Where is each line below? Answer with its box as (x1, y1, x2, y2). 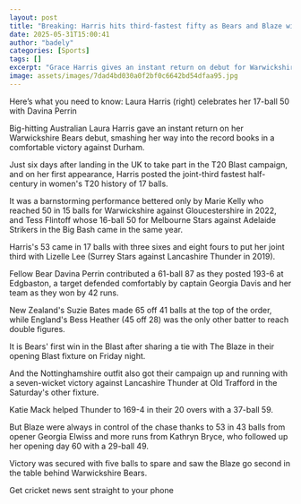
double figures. (9, 323, 65, 334)
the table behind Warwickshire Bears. (9, 467, 148, 478)
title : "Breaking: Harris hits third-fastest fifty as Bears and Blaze (9, 21, 282, 30)
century (9, 178, 39, 189)
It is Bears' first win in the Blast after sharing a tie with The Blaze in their (9, 341, 275, 352)
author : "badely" (9, 38, 74, 47)
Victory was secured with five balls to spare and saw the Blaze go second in (9, 457, 291, 468)
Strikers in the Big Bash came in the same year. (9, 224, 184, 235)
